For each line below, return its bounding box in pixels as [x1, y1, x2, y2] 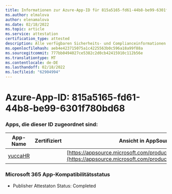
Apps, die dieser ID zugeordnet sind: [5, 121, 98, 128]
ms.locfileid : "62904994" [5, 70, 60, 75]
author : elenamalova [5, 17, 50, 22]
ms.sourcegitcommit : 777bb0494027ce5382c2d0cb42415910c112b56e [5, 50, 143, 55]
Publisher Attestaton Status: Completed [12, 183, 96, 189]
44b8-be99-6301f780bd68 [5, 103, 125, 114]
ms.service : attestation [5, 31, 58, 36]
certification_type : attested [5, 36, 70, 42]
